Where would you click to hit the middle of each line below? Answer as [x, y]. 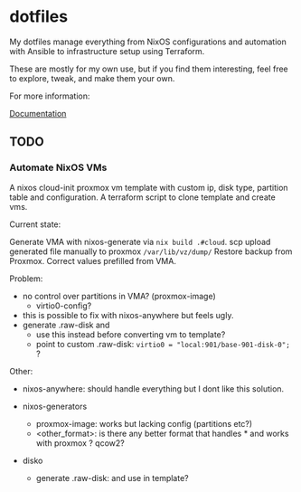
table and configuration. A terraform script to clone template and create [142, 197]
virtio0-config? [64, 306]
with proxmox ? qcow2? [80, 443]
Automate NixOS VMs [58, 167]
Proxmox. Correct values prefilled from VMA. [93, 260]
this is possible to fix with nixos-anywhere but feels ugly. [128, 315]
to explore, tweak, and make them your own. [92, 78]
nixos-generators [55, 406]
